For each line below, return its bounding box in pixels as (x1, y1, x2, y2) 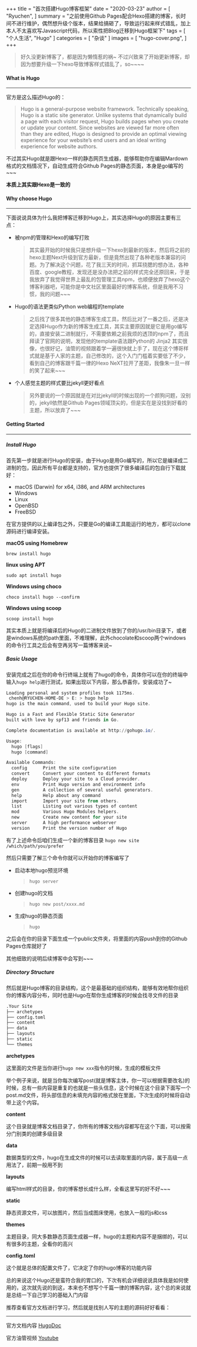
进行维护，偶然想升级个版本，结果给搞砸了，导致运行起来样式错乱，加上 (16, 20, 191, 26)
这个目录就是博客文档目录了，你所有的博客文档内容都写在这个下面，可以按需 (6, 1122, 191, 1130)
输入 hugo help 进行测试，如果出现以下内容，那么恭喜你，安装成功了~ (6, 678, 172, 685)
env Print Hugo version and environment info (11, 781, 145, 788)
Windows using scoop (6, 604, 62, 611)
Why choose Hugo (6, 195, 52, 202)
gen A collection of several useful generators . (11, 787, 154, 793)
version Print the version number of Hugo (11, 825, 127, 831)
